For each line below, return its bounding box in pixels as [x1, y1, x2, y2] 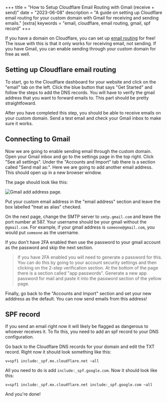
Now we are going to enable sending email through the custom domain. [5, 148, 152, 154]
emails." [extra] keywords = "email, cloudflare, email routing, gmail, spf [5, 20, 151, 26]
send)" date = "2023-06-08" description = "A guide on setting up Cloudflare [5, 9, 163, 15]
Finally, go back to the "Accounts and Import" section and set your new [5, 290, 152, 296]
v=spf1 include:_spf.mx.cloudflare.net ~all [5, 358, 99, 364]
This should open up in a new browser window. [5, 169, 102, 175]
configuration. [5, 334, 34, 340]
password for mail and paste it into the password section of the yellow [17, 275, 162, 281]
